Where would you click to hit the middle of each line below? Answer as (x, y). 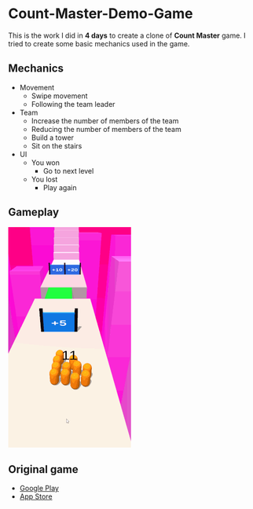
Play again (60, 187)
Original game (43, 469)
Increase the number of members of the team (105, 121)
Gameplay (34, 212)
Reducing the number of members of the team (106, 129)
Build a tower (53, 137)
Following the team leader (73, 104)
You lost (44, 179)
